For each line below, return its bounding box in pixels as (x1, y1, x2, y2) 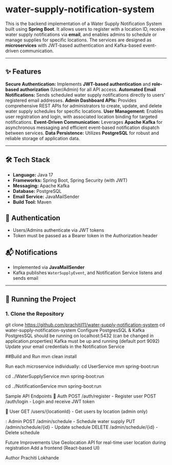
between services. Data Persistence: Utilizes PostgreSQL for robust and (5, 129, 159, 136)
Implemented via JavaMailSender (12, 264, 85, 271)
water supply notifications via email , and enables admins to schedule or (5, 31, 157, 37)
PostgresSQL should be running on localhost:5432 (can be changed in (5, 333, 154, 339)
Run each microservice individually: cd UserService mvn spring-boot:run (5, 363, 159, 369)
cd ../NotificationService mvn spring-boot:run (5, 383, 101, 389)
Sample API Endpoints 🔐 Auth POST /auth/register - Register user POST (5, 393, 157, 399)
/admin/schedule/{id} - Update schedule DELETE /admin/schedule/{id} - (5, 424, 158, 430)
